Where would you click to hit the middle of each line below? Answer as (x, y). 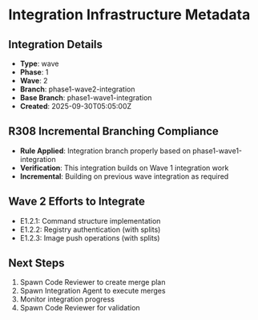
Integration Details (55, 45)
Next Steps (36, 263)
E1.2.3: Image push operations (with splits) (90, 237)
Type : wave (39, 63)
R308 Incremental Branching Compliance (113, 131)
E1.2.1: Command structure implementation (90, 221)
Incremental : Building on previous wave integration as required (124, 176)
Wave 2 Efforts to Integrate (77, 202)
